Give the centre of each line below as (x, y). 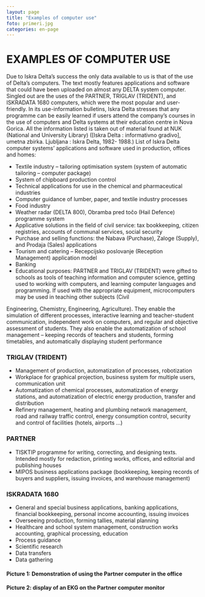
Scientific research (39, 547)
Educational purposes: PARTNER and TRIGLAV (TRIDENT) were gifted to (106, 271)
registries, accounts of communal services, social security (89, 232)
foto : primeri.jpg (30, 23)
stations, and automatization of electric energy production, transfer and (105, 397)
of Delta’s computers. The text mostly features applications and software (98, 83)
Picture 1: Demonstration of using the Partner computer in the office (94, 574)
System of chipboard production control (65, 180)
